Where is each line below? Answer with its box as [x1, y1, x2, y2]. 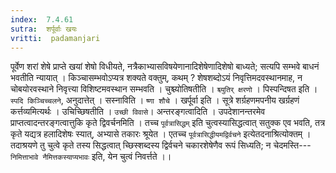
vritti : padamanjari [10, 33, 101, 43]
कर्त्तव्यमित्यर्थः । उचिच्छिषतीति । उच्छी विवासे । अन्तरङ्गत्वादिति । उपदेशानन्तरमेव [10, 106, 266, 118]
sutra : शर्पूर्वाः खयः [10, 24, 78, 34]
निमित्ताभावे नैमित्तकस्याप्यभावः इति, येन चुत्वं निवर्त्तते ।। [10, 151, 172, 163]
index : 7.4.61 [10, 14, 74, 25]
